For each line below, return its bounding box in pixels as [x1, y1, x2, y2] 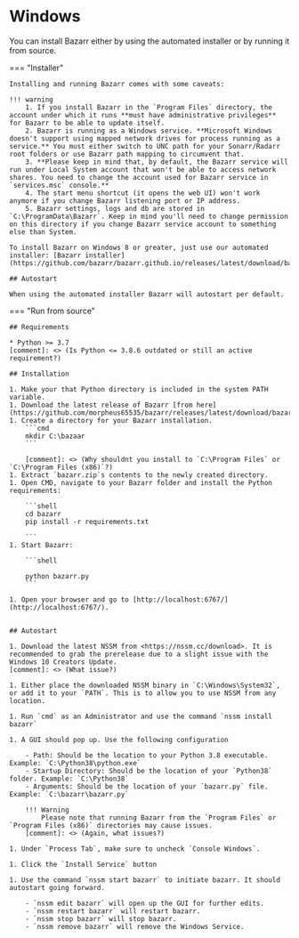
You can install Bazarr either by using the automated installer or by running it [9, 36, 290, 46]
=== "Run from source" [9, 305, 96, 316]
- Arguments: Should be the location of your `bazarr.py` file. [25, 781, 269, 791]
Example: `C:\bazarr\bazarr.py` [9, 789, 129, 798]
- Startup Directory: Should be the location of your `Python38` [25, 766, 273, 775]
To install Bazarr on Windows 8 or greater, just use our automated [9, 243, 269, 252]
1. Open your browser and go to [9, 594, 129, 604]
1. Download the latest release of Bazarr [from [9, 400, 193, 409]
